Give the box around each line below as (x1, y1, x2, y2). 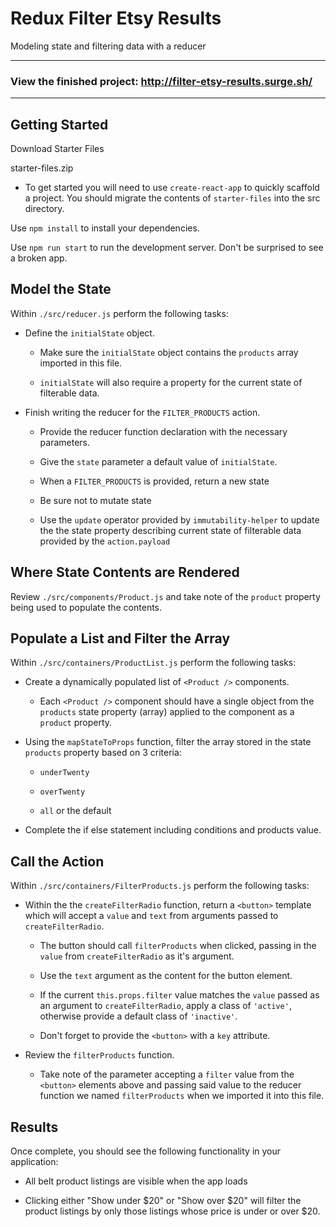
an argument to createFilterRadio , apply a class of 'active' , (39, 1000, 292, 1012)
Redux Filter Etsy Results (10, 7, 222, 30)
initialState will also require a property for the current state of (39, 376, 303, 388)
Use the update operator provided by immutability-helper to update (39, 513, 320, 526)
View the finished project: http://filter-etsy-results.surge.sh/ (10, 74, 313, 88)
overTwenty (39, 787, 86, 797)
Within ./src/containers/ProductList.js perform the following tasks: (10, 657, 297, 669)
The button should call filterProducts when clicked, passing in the (39, 940, 317, 952)
